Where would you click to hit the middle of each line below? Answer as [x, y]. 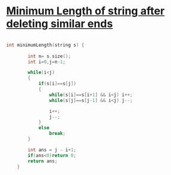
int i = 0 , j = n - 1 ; [47, 62]
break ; [57, 134]
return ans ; [43, 161]
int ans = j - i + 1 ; [52, 150]
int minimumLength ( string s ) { [45, 45]
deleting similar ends [59, 24]
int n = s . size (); [49, 56]
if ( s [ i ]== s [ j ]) [57, 84]
